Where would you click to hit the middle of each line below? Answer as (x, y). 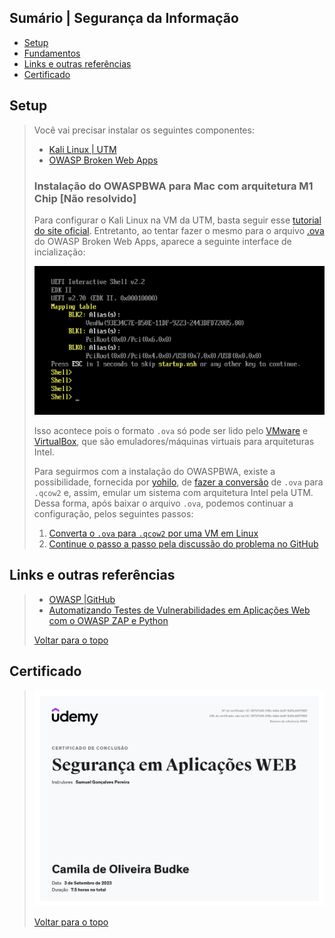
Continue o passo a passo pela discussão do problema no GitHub (183, 543)
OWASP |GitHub (82, 599)
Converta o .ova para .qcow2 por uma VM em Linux (153, 533)
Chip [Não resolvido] (85, 198)
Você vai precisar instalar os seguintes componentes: (144, 130)
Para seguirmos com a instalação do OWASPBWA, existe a (154, 471)
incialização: (59, 252)
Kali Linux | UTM (82, 149)
